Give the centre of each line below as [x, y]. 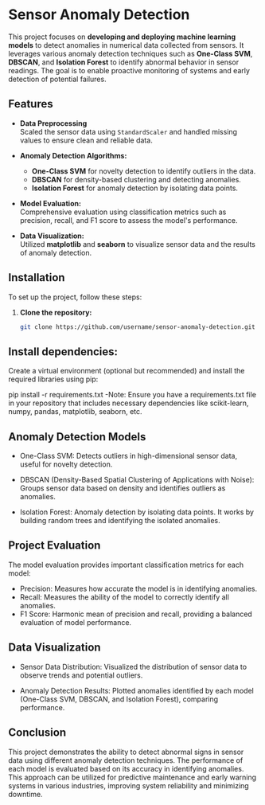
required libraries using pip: [53, 379]
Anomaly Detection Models [77, 437]
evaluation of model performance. [76, 622]
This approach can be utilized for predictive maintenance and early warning [132, 777]
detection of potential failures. [57, 79]
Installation [37, 277]
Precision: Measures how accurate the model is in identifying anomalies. [138, 588]
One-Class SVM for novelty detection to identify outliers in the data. [144, 171]
